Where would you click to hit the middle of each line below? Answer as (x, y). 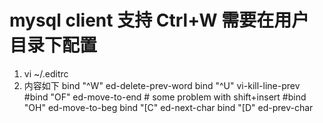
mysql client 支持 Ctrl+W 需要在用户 (159, 20)
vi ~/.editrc (46, 73)
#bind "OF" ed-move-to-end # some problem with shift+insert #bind (165, 97)
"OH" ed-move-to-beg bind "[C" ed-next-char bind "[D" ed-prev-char (168, 107)
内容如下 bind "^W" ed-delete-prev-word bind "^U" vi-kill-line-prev (162, 85)
